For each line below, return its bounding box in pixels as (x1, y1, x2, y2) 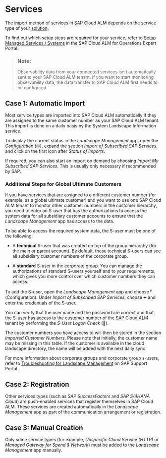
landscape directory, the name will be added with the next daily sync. (5, 345, 147, 351)
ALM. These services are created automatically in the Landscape (5, 404, 138, 410)
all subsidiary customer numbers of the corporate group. (12, 253, 128, 259)
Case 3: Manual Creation (5, 423, 83, 432)
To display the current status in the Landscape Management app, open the (5, 138, 159, 144)
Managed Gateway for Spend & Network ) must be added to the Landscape (5, 442, 160, 448)
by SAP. (5, 169, 21, 174)
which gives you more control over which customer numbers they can (12, 274, 155, 280)
